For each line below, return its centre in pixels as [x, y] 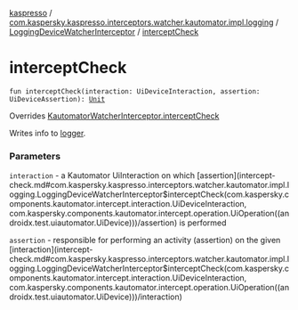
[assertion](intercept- [236, 175]
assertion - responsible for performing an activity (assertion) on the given [145, 241]
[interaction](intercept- [51, 249]
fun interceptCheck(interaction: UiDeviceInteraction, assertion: [135, 91]
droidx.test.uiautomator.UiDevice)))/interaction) [96, 297]
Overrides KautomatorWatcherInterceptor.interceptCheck [114, 116]
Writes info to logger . [48, 133]
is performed [203, 223]
